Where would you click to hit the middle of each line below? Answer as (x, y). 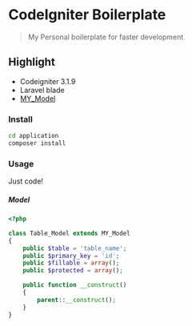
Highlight (32, 62)
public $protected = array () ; (73, 271)
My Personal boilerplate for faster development (106, 37)
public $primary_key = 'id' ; (71, 256)
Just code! (26, 181)
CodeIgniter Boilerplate (87, 15)
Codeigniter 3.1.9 (48, 81)
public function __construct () (75, 285)
